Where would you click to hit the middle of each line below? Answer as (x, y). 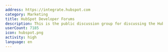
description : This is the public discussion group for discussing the (80, 24)
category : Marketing (27, 14)
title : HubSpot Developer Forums (40, 19)
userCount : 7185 (22, 28)
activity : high (21, 38)
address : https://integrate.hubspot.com (48, 10)
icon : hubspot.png (24, 33)
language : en (19, 42)
